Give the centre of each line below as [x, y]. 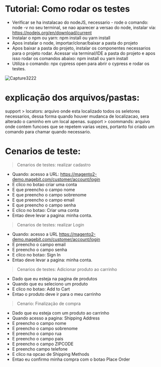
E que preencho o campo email [43, 200]
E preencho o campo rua [37, 334]
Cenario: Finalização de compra [49, 303]
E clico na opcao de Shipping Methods [51, 354]
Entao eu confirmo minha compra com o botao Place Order [71, 359]
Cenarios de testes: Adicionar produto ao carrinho [67, 269]
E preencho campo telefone [40, 349]
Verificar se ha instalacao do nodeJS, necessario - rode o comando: [80, 22]
